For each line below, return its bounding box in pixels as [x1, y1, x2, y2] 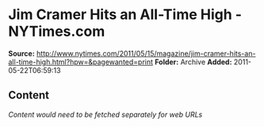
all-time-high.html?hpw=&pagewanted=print [8, 57, 153, 67]
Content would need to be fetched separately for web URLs [8, 110, 203, 119]
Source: [8, 48, 36, 58]
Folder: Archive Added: [154, 57, 232, 67]
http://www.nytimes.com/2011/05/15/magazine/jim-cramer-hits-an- [36, 48, 256, 58]
